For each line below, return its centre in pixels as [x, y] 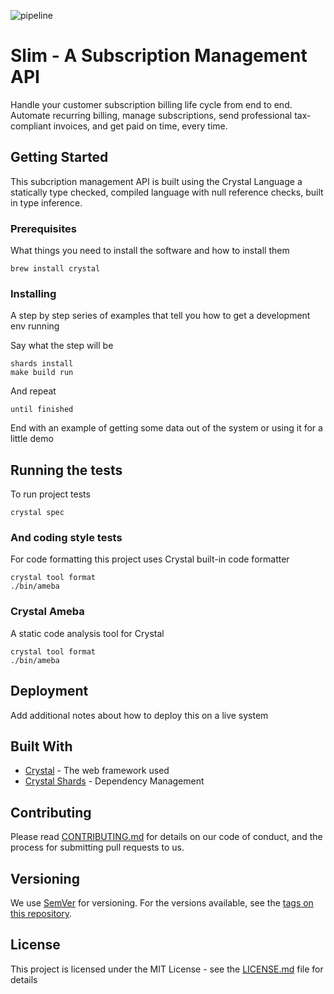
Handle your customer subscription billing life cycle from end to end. [151, 104]
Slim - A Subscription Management [159, 56]
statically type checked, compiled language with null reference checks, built [167, 192]
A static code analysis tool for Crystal [87, 633]
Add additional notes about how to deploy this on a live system [139, 715]
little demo [32, 439]
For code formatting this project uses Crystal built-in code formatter [150, 559]
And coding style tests [66, 538]
